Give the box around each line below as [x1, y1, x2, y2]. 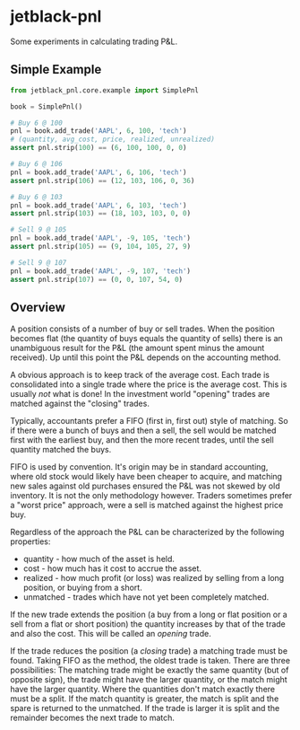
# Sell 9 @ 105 [10, 225, 67, 234]
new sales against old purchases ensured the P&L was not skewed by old [10, 480, 280, 491]
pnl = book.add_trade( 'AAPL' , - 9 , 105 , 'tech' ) [10, 233, 192, 243]
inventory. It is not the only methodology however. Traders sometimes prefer [10, 490, 293, 501]
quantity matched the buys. [10, 444, 112, 455]
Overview [10, 299, 66, 315]
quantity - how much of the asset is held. [22, 554, 176, 565]
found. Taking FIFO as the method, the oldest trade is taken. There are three [10, 655, 290, 666]
